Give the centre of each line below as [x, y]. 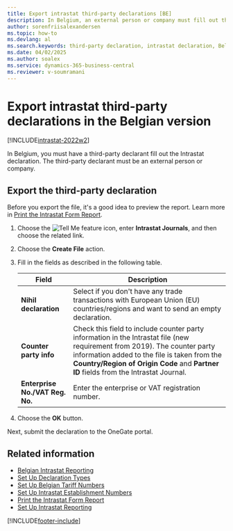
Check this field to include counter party [139, 329]
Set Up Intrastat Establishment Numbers [75, 493]
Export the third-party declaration [82, 190]
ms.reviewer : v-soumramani [46, 72]
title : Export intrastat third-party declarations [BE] [89, 14]
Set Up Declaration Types [54, 478]
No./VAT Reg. [43, 393]
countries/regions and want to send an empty [147, 309]
